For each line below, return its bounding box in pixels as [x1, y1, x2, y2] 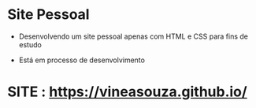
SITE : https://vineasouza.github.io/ [7, 83, 247, 101]
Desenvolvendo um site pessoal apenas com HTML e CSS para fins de [18, 32, 249, 41]
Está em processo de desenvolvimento [18, 55, 145, 65]
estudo [18, 39, 43, 49]
